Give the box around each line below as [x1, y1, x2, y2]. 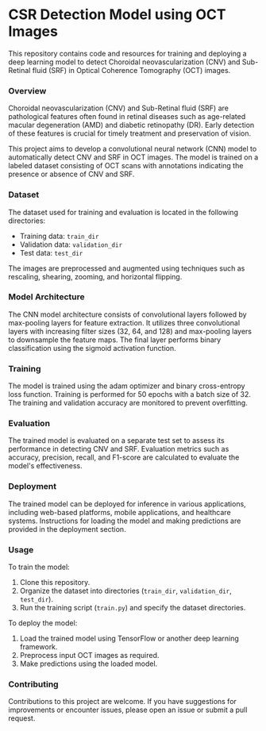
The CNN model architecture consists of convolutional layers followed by [8, 310, 248, 319]
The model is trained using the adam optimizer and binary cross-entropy [8, 381, 245, 391]
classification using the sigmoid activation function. [8, 343, 176, 352]
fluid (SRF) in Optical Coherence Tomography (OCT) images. [32, 65, 231, 75]
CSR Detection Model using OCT [8, 6, 226, 24]
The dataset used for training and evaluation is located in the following [8, 207, 238, 217]
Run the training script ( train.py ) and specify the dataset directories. [19, 603, 246, 613]
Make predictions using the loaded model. [19, 659, 158, 668]
